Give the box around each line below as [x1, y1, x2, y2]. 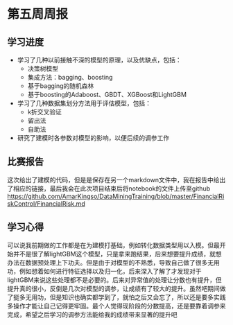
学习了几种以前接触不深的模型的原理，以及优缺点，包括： [17, 56, 182, 64]
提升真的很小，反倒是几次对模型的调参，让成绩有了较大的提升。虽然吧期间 [7, 284, 220, 292]
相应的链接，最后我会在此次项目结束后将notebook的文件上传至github [12, 184, 211, 193]
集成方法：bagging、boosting [27, 73, 113, 81]
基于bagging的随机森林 [27, 82, 94, 90]
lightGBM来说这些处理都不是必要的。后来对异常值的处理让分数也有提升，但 [7, 275, 222, 284]
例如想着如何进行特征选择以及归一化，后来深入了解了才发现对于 [19, 267, 202, 275]
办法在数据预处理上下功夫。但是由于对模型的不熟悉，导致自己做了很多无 [7, 258, 214, 267]
